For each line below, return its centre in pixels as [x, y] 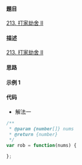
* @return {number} [33, 134]
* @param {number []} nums [41, 129]
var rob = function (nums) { [42, 146]
